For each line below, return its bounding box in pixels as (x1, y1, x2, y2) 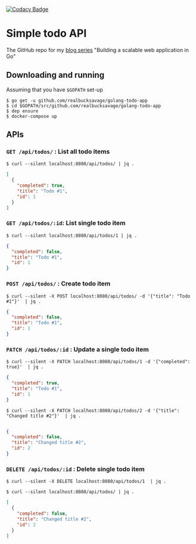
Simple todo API (6, 27, 87, 40)
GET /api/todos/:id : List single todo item (6, 219, 126, 227)
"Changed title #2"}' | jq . (6, 413, 82, 419)
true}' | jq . (6, 364, 44, 370)
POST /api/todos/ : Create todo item (6, 279, 111, 288)
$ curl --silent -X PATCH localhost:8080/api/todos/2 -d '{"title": (6, 408, 180, 414)
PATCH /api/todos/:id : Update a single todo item (6, 345, 149, 353)
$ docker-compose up (6, 113, 58, 119)
